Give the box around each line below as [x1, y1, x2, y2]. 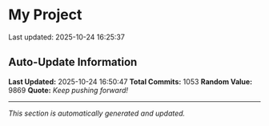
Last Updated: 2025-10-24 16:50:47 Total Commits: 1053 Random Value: [8, 76, 253, 86]
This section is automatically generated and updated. [8, 108, 186, 118]
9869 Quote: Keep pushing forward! [8, 85, 129, 95]
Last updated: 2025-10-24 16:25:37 [8, 32, 126, 42]
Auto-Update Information [8, 55, 138, 69]
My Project [8, 6, 82, 24]
